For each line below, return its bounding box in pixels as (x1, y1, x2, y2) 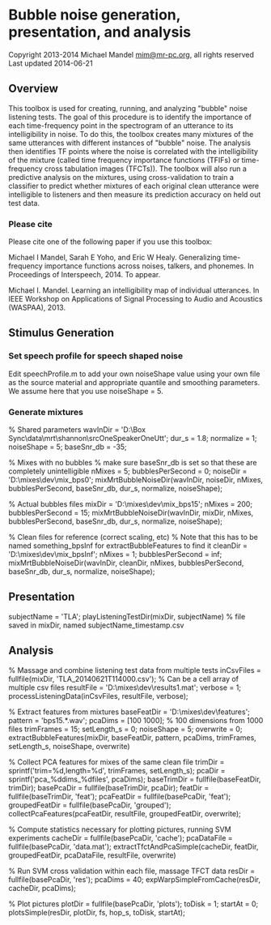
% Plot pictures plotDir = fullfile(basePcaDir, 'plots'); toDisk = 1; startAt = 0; (8, 898, 259, 909)
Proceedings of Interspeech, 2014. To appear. (8, 270, 161, 280)
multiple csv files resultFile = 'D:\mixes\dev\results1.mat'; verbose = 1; (8, 683, 241, 692)
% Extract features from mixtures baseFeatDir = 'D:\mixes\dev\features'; (8, 707, 251, 717)
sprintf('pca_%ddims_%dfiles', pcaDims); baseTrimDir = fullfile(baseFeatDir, (8, 774, 261, 784)
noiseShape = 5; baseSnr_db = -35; (8, 442, 127, 452)
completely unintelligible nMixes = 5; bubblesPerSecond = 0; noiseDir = (8, 466, 248, 476)
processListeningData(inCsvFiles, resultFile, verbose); (8, 691, 188, 700)
